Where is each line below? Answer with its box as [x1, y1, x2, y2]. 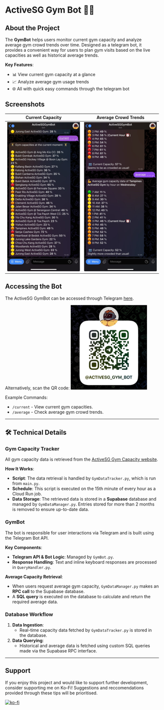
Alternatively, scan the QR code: [5, 385, 70, 391]
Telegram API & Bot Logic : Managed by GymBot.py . [12, 554, 114, 560]
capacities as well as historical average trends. [5, 52, 99, 58]
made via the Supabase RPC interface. [19, 648, 98, 653]
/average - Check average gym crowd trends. [12, 409, 104, 415]
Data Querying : [12, 637, 44, 643]
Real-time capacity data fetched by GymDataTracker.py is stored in [19, 627, 152, 633]
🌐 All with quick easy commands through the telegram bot [12, 86, 130, 92]
